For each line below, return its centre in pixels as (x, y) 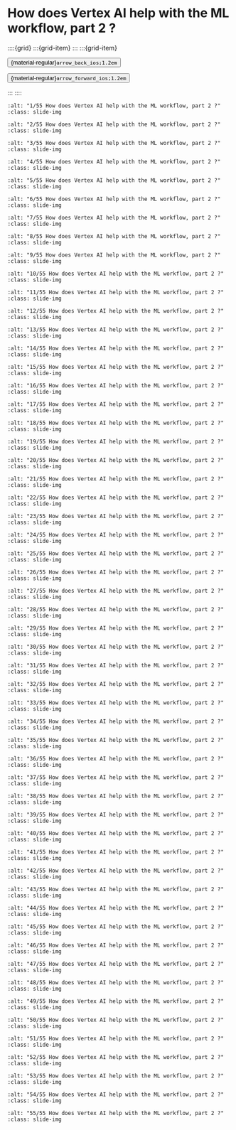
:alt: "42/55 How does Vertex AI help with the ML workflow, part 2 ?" (116, 871)
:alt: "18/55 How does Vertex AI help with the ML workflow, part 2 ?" (116, 423)
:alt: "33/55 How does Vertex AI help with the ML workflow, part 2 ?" (116, 703)
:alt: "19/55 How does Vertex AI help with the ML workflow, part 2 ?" (116, 441)
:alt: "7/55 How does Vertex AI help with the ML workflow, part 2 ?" (114, 217)
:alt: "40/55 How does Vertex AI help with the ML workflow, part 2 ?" (116, 833)
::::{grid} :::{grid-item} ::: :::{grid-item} (62, 48)
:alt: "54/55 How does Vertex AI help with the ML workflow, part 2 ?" (116, 1094)
